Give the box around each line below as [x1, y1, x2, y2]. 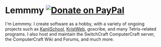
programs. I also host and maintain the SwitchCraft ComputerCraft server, [5, 31, 155, 37]
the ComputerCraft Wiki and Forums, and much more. [5, 36, 115, 42]
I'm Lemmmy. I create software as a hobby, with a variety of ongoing [5, 21, 145, 27]
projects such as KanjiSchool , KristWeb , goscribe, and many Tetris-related [5, 26, 157, 31]
